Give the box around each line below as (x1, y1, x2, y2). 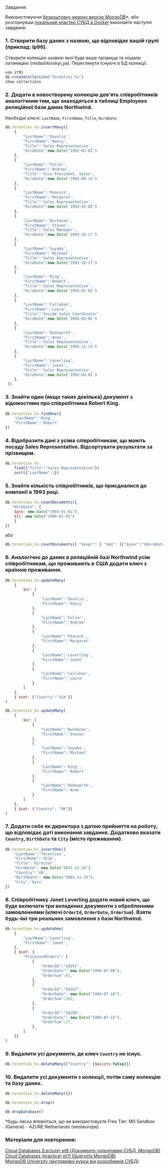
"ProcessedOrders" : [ (23, 954, 68, 960)
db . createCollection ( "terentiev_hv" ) (5, 75, 84, 80)
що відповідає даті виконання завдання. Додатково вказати (5, 829, 161, 836)
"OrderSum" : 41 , (40, 973, 72, 978)
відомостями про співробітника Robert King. (5, 400, 120, 407)
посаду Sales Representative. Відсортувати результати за (5, 443, 152, 450)
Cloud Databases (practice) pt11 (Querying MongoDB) (5, 1153, 116, 1159)
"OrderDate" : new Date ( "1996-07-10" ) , (40, 992, 122, 997)
